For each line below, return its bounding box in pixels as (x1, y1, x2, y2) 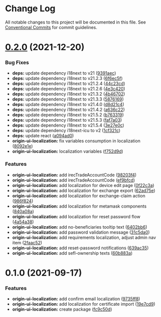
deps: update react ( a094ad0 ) (12, 133, 74, 139)
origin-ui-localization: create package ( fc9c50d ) (12, 306, 112, 312)
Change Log (5, 3, 55, 14)
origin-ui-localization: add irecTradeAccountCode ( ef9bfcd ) (12, 177, 135, 183)
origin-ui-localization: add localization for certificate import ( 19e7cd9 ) (12, 301, 156, 307)
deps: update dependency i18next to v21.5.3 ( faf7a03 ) (12, 117, 122, 123)
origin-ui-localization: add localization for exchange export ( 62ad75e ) (12, 187, 156, 193)
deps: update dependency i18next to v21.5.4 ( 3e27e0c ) (12, 122, 124, 128)
